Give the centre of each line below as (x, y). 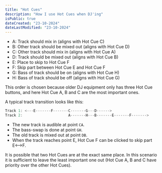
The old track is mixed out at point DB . (50, 135)
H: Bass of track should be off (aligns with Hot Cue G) (66, 78)
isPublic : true (20, 19)
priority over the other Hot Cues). (38, 165)
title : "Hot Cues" (24, 10)
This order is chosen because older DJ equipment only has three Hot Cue (79, 87)
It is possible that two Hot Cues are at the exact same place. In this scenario (81, 154)
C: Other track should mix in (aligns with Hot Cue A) (64, 52)
